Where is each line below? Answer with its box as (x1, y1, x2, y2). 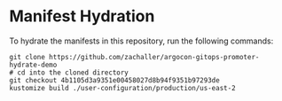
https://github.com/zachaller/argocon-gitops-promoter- (48, 52, 260, 61)
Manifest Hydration (9, 6, 155, 27)
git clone (9, 52, 46, 61)
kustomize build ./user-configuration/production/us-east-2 (9, 83, 237, 92)
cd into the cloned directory (17, 68, 129, 77)
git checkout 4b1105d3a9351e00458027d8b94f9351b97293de (9, 75, 220, 85)
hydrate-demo (9, 60, 58, 69)
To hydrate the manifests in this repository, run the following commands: (9, 35, 274, 46)
